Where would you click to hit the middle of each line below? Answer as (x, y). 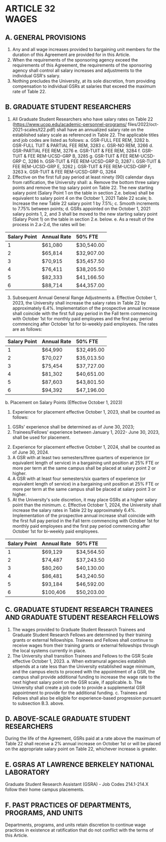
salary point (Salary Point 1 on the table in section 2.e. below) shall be (83, 193)
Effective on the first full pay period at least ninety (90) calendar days (83, 177)
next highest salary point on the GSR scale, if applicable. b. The (77, 682)
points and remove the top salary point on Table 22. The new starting (83, 187)
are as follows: (27, 329)
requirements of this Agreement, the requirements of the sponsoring (82, 65)
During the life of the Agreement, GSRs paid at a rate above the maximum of (83, 738)
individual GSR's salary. (36, 76)
